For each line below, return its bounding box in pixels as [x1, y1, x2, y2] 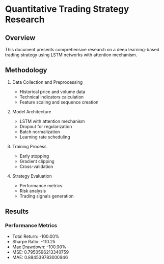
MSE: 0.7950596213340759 [12, 249, 69, 255]
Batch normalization [19, 129, 60, 134]
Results [5, 207, 29, 216]
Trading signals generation [19, 193, 74, 199]
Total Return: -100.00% [12, 233, 60, 239]
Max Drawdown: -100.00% [12, 244, 67, 250]
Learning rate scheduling [19, 134, 70, 140]
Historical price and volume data [19, 89, 85, 95]
